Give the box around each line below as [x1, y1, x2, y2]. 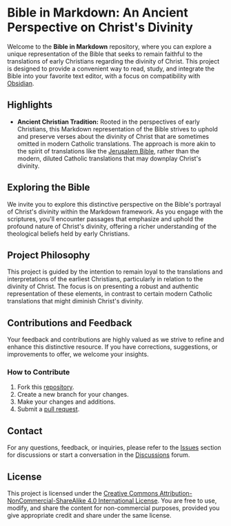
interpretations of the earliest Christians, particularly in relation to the [7, 275, 203, 283]
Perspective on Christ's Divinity [7, 19, 193, 35]
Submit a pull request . [17, 405, 80, 413]
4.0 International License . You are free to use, [87, 496, 217, 505]
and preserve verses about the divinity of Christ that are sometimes [17, 132, 209, 140]
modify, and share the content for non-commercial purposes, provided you [7, 504, 220, 512]
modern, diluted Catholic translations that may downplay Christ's [17, 154, 202, 162]
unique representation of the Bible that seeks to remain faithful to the [7, 50, 203, 58]
